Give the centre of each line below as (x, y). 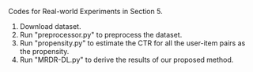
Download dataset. (50, 26)
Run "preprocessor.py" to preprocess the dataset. (101, 35)
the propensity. (44, 51)
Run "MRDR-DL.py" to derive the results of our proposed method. (126, 59)
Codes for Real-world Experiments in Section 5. (86, 11)
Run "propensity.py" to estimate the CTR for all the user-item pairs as (132, 43)
